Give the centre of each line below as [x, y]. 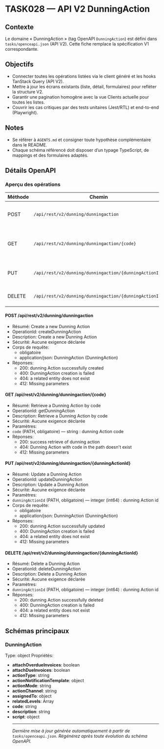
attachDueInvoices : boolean [41, 670]
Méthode [18, 197]
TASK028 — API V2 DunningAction [78, 9]
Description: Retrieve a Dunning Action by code [60, 416]
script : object [26, 717]
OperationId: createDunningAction [47, 332]
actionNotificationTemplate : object [48, 680]
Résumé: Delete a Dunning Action [46, 564]
